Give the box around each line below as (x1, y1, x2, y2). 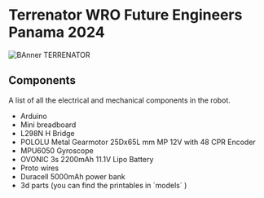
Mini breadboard (20, 120, 77, 130)
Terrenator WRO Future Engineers (8, 6, 243, 24)
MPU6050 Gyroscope (20, 145, 94, 156)
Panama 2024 (8, 23, 105, 42)
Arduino (20, 111, 47, 121)
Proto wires (20, 163, 59, 173)
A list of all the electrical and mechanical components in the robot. (8, 95, 231, 105)
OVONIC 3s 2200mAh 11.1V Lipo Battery (20, 154, 154, 164)
